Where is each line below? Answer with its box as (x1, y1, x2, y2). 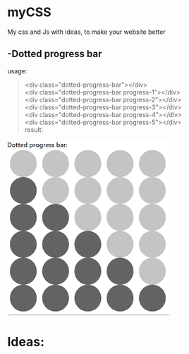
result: (24, 125, 44, 134)
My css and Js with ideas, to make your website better (7, 28, 166, 36)
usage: (7, 66, 28, 75)
